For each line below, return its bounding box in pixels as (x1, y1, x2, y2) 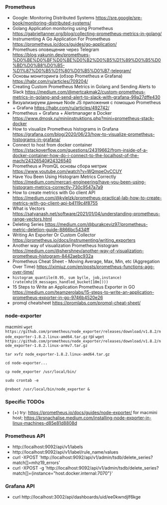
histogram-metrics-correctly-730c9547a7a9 (12, 184, 103, 190)
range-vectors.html (12, 216, 52, 222)
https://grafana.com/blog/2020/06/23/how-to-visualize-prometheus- (12, 131, 155, 138)
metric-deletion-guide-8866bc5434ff (12, 227, 89, 233)
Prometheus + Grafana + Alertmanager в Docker (12, 110, 112, 116)
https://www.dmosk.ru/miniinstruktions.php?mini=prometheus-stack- (12, 116, 155, 122)
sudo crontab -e (5, 378, 39, 383)
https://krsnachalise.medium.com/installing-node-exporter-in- (24, 415, 152, 421)
